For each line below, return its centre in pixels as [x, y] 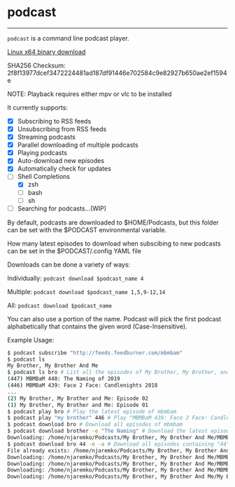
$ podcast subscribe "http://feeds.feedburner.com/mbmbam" [95, 353]
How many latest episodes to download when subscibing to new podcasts [114, 243]
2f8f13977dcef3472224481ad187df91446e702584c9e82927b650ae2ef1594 [117, 73]
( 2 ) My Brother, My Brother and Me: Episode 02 [78, 398]
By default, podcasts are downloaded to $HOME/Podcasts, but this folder [113, 222]
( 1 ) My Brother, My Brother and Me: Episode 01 [78, 405]
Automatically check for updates [64, 168]
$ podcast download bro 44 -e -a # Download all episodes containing [111, 444]
